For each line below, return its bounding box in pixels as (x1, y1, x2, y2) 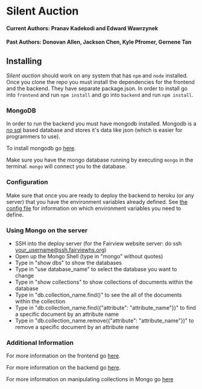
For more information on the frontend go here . (6, 352, 121, 359)
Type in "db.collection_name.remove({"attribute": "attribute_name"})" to (14, 317, 194, 324)
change (14, 272, 34, 279)
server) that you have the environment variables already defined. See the (6, 198, 188, 205)
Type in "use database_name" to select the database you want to (14, 266, 177, 273)
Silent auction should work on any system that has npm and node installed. (6, 72, 188, 79)
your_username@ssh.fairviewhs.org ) (14, 246, 107, 253)
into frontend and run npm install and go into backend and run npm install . (6, 91, 194, 99)
